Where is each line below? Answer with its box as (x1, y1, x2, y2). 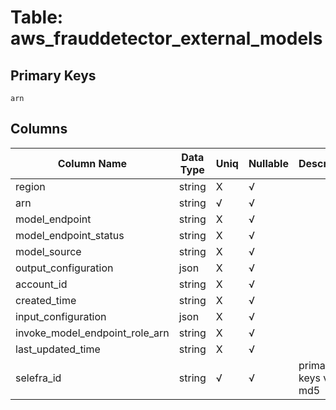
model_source (15, 244, 82, 258)
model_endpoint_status (15, 228, 125, 242)
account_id (15, 277, 68, 291)
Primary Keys (10, 67, 97, 84)
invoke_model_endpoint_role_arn (15, 326, 170, 340)
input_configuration (15, 309, 107, 323)
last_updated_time (15, 342, 101, 356)
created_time (15, 293, 77, 307)
